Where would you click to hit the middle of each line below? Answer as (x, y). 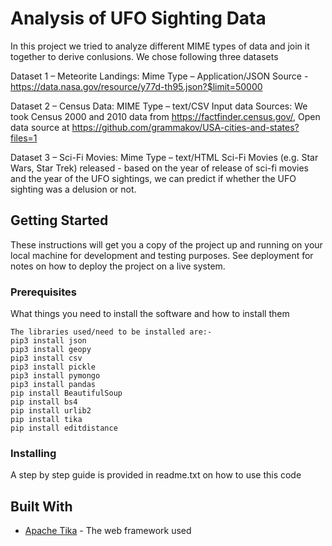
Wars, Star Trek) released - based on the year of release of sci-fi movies (159, 168)
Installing (33, 453)
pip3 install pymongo (55, 376)
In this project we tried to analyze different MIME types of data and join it (160, 46)
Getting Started (59, 220)
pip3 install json (48, 341)
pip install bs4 (44, 402)
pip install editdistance (64, 428)
